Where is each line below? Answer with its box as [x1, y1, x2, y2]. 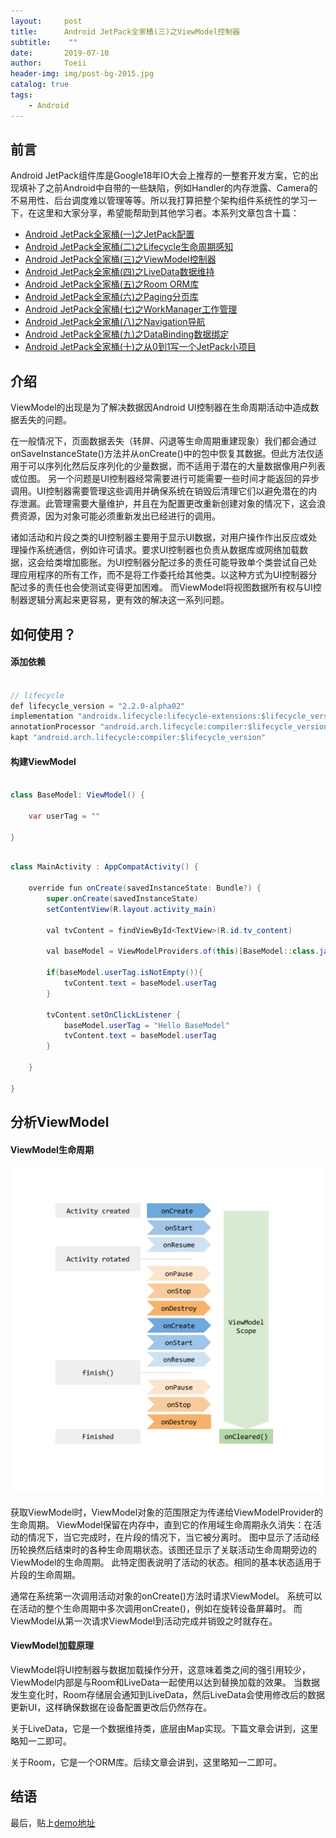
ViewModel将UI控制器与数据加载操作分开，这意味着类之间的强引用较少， [10, 1663, 311, 1675]
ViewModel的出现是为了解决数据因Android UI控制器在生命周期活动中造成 [10, 401, 311, 414]
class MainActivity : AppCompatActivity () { [10, 862, 199, 872]
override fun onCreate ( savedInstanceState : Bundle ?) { [28, 883, 262, 894]
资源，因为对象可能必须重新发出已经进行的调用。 [18, 510, 221, 522]
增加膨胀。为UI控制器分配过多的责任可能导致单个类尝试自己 [62, 556, 309, 569]
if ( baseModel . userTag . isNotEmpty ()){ [46, 968, 203, 978]
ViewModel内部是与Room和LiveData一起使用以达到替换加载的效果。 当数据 [10, 1676, 320, 1688]
